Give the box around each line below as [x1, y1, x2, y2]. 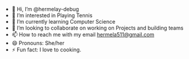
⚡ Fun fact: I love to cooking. [11, 46, 82, 53]
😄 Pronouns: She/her [11, 40, 65, 47]
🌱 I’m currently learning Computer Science [11, 18, 116, 25]
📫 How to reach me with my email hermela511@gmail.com [11, 31, 155, 38]
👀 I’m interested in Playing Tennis [11, 12, 93, 19]
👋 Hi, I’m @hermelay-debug [11, 6, 79, 12]
